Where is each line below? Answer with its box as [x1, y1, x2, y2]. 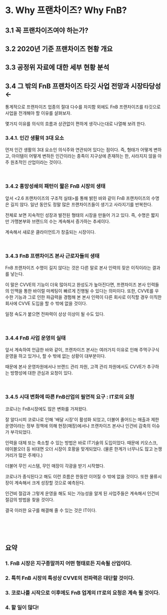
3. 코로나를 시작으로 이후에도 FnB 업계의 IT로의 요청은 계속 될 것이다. [5, 589, 161, 596]
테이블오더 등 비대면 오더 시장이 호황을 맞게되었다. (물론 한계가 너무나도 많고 [5, 446, 153, 452]
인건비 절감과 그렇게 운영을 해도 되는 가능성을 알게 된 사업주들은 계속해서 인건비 [5, 490, 160, 496]
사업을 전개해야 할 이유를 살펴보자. [5, 110, 72, 116]
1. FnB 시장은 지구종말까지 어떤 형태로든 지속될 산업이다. [5, 559, 132, 566]
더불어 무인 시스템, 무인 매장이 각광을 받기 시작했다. [5, 463, 105, 469]
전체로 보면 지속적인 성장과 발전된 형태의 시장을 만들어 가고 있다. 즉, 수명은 [5, 212, 150, 218]
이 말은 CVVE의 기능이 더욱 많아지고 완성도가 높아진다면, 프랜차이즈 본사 [5, 281, 146, 288]
